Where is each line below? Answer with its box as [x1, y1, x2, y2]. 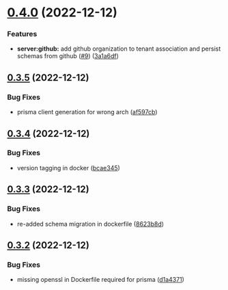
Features [7, 29, 38, 39]
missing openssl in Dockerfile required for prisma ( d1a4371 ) [16, 276, 184, 284]
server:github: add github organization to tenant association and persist [16, 44, 221, 53]
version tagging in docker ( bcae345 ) [16, 163, 121, 172]
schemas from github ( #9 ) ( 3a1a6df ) [16, 52, 119, 60]
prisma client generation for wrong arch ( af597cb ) [16, 108, 158, 116]
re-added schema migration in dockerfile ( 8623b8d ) [16, 220, 165, 228]
